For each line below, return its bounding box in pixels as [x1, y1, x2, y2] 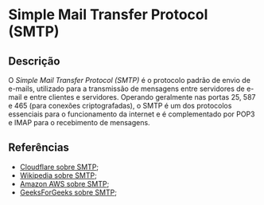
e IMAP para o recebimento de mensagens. [8, 118, 150, 127]
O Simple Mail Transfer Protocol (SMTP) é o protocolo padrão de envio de [8, 76, 250, 85]
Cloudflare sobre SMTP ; [19, 162, 99, 171]
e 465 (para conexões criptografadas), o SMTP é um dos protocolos [8, 101, 232, 110]
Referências [8, 141, 70, 155]
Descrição [8, 54, 60, 68]
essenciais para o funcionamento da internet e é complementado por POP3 [8, 109, 256, 119]
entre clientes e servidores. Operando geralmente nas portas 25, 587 [29, 93, 256, 101]
